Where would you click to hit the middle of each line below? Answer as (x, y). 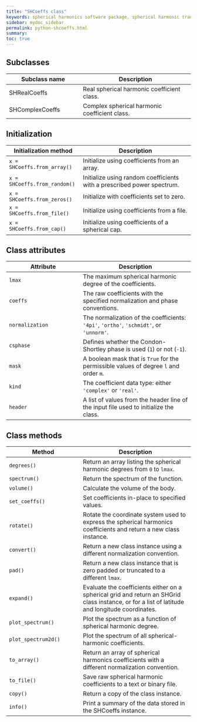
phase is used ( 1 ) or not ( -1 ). (147, 349)
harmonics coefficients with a (123, 660)
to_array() (24, 660)
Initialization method (43, 150)
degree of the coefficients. (120, 284)
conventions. (101, 308)
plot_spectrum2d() (35, 640)
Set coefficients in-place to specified (134, 498)
